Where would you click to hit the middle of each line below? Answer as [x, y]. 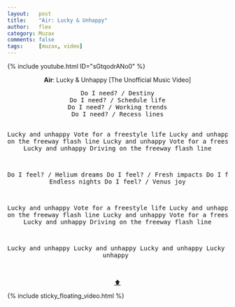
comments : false [31, 40]
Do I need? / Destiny [117, 93]
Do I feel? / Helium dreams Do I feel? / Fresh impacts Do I [114, 175]
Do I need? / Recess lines [117, 114]
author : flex [29, 27]
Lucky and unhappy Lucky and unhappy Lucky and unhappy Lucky [116, 248]
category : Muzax [31, 33]
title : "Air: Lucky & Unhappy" [58, 20]
